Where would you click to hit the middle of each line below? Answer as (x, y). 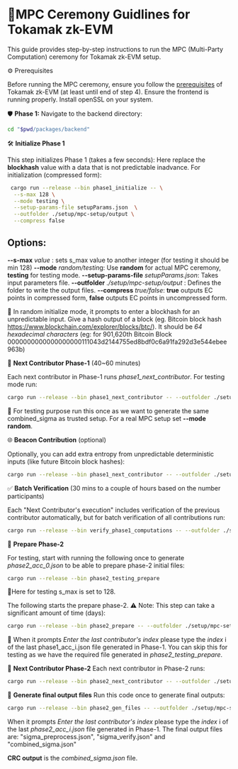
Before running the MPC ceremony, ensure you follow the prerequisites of (115, 84)
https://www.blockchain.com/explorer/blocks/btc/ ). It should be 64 (105, 327)
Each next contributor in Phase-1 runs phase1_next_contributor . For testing (116, 376)
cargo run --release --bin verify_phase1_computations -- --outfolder (114, 530)
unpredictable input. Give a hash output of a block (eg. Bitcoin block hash (114, 319)
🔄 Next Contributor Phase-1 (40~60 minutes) (74, 363)
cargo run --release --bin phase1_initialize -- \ (86, 187)
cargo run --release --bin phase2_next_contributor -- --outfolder (109, 682)
